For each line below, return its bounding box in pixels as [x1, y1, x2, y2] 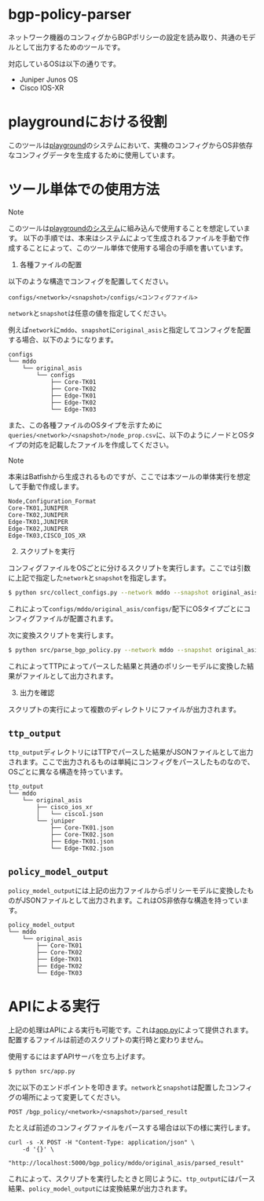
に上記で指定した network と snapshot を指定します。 [8, 573, 171, 582]
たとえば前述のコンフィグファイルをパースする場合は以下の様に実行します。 [8, 1123, 255, 1132]
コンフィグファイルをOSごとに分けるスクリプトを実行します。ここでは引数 [8, 563, 251, 573]
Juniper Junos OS [19, 75, 79, 84]
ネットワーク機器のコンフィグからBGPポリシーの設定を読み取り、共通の [8, 32, 242, 42]
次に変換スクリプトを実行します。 [8, 630, 118, 639]
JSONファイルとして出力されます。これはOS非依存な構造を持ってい [21, 895, 242, 905]
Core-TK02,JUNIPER [8, 511, 68, 519]
